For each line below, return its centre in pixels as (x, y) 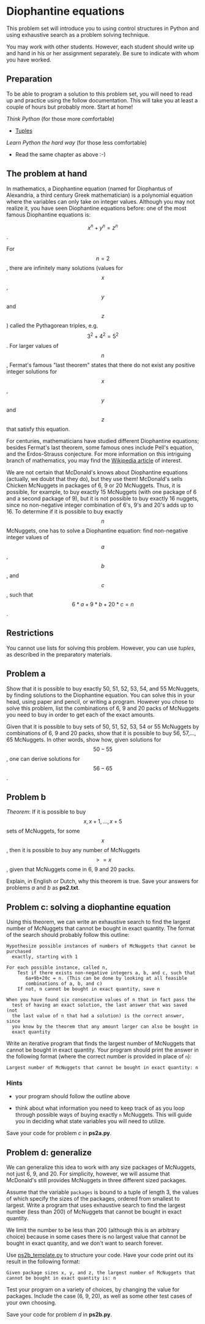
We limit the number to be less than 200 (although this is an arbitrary (93, 1230)
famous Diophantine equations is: (48, 214)
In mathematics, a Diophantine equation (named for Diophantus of (90, 188)
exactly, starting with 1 (45, 957)
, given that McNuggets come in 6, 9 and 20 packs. (71, 869)
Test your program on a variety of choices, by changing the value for (93, 1290)
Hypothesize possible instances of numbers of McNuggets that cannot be (101, 946)
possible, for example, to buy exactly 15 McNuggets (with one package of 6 (102, 491)
